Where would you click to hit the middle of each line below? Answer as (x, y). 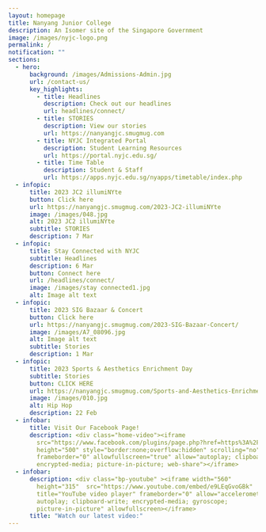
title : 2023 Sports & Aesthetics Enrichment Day (111, 369)
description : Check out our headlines (107, 104)
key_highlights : (56, 89)
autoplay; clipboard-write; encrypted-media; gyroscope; (132, 501)
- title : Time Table (70, 163)
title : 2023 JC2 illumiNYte (76, 192)
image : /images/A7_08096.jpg (77, 332)
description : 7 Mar (61, 237)
